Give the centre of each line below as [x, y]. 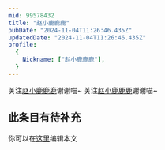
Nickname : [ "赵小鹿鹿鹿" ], [64, 60]
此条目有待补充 [45, 118]
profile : [22, 45]
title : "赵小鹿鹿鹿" [39, 23]
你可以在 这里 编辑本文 [43, 138]
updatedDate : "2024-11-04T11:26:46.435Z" [77, 37]
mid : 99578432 [32, 15]
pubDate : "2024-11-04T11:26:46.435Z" [70, 30]
